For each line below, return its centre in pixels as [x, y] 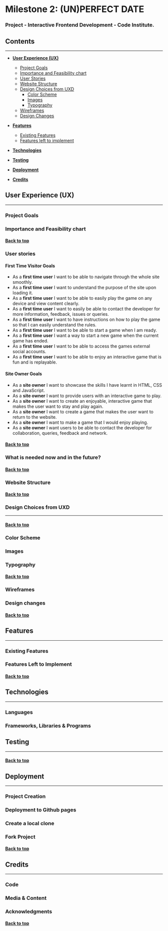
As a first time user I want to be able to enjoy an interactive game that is [87, 357]
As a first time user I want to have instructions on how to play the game [86, 319]
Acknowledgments [29, 911]
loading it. [23, 293]
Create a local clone [30, 823]
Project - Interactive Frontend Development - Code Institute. [80, 25]
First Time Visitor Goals [30, 266]
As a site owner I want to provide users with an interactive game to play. [87, 396]
